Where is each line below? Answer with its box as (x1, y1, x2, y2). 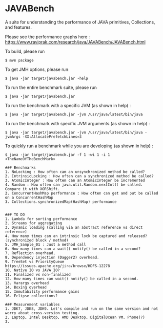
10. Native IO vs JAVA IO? (5, 267, 60, 273)
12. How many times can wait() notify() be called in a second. (5, 276, 139, 281)
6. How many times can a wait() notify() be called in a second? (5, 246, 141, 251)
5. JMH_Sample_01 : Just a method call (5, 242, 86, 247)
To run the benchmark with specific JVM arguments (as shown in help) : (5, 120, 150, 126)
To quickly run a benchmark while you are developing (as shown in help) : (5, 143, 153, 149)
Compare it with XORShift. (5, 186, 60, 191)
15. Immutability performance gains (5, 289, 80, 294)
